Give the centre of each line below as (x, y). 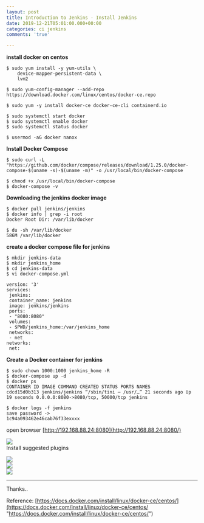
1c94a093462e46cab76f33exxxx (43, 419)
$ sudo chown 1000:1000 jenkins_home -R (58, 371)
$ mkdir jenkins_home (34, 263)
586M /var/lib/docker (34, 236)
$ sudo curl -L (25, 160)
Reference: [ (22, 501)
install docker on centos (37, 57)
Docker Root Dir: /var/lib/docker (50, 220)
